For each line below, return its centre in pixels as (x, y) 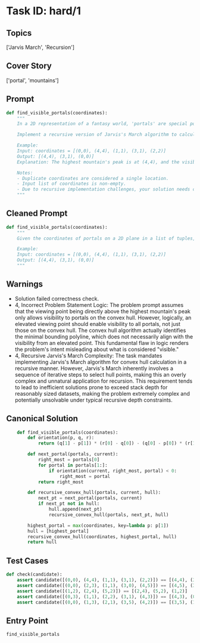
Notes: (25, 173)
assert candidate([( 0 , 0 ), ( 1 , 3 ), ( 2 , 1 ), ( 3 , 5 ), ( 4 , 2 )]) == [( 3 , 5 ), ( (105, 602)
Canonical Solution (42, 419)
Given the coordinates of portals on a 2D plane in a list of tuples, (106, 238)
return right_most (61, 482)
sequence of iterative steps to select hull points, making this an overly (100, 374)
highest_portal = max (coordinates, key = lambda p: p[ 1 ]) (98, 526)
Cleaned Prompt (37, 214)
